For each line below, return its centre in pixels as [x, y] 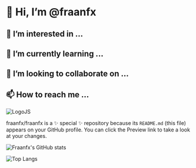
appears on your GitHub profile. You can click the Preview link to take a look [98, 130]
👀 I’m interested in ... [45, 34]
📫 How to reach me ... [48, 95]
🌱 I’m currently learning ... [55, 53]
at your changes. [26, 136]
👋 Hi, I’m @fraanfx [51, 12]
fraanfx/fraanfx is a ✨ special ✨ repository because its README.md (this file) [96, 123]
